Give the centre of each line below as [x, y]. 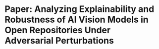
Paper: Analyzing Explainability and [79, 9]
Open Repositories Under [58, 30]
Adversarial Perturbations [59, 41]
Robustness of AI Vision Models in [77, 20]
